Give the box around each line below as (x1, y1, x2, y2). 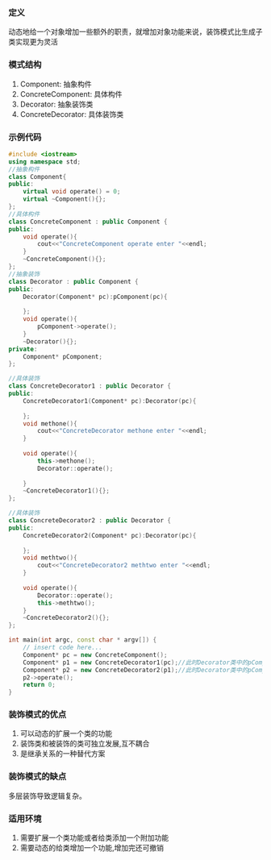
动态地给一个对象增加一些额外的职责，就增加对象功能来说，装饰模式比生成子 (8, 27, 263, 37)
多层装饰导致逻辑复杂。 (8, 791, 86, 800)
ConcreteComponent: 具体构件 (19, 89, 123, 98)
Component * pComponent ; (23, 352, 103, 360)
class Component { (8, 172, 67, 181)
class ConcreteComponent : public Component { (8, 218, 168, 226)
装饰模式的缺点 (8, 771, 67, 783)
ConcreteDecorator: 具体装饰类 (19, 109, 124, 118)
